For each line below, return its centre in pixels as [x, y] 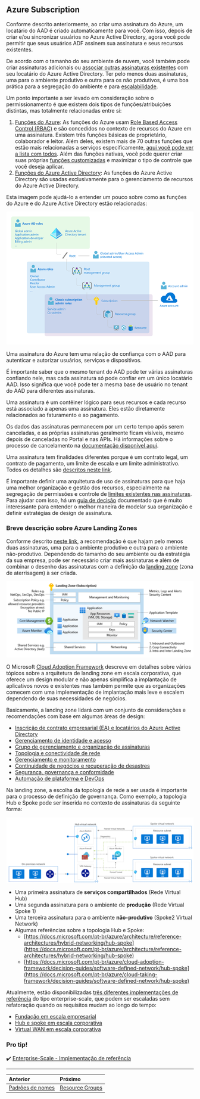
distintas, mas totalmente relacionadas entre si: [64, 110]
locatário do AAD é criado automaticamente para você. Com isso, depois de [99, 30]
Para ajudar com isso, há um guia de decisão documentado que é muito [94, 500]
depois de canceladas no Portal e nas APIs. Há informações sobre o [90, 439]
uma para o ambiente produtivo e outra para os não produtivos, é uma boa [97, 80]
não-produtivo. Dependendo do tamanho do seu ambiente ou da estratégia [98, 554]
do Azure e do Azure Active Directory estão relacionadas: [77, 203]
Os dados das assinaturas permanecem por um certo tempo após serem [95, 426]
